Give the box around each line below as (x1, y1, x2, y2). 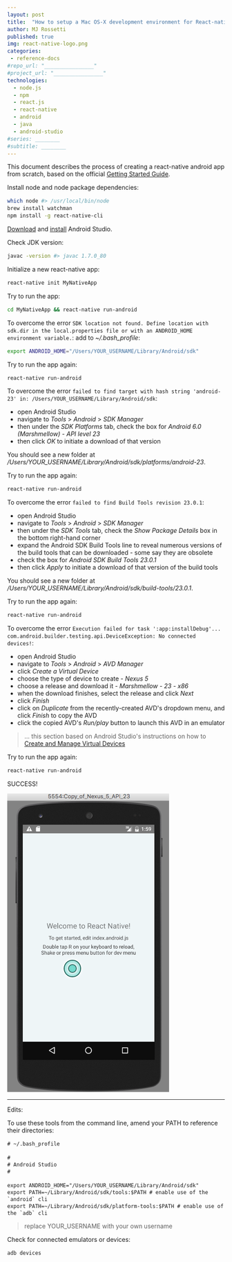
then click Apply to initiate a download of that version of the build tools (17, 563, 219, 572)
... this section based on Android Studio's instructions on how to (23, 732, 206, 741)
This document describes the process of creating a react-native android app (7, 163, 225, 171)
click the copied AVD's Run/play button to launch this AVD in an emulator (17, 719, 225, 727)
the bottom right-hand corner (17, 534, 101, 542)
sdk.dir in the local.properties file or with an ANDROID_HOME (7, 327, 193, 334)
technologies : (7, 77, 48, 84)
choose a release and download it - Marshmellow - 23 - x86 (17, 682, 188, 690)
